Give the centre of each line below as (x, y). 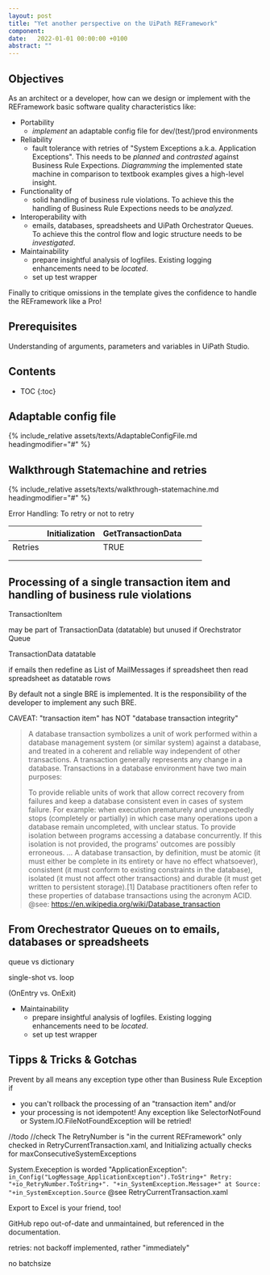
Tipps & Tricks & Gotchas (73, 1060)
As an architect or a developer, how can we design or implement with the (130, 98)
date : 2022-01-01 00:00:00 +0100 (68, 38)
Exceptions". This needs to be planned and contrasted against (135, 156)
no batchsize (30, 1263)
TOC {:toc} (38, 391)
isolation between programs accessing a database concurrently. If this (145, 835)
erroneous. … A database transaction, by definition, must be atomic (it (144, 853)
